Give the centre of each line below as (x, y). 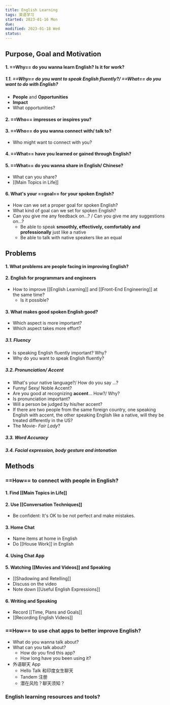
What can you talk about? (39, 647)
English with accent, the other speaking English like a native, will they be (88, 415)
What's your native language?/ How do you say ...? (65, 383)
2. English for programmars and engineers (51, 278)
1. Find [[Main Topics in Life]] (36, 493)
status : (13, 34)
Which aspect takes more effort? (47, 329)
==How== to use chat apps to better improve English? (73, 631)
